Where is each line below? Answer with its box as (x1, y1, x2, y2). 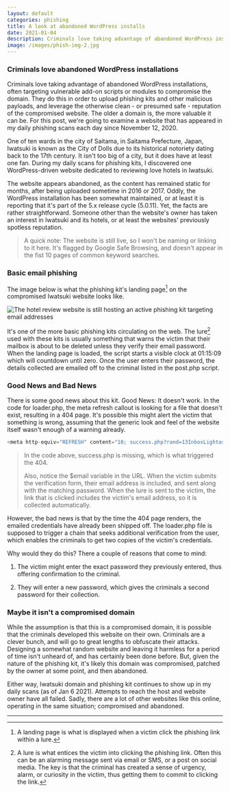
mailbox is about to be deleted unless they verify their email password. (7, 341, 207, 350)
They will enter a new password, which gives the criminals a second (16, 584, 209, 592)
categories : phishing (7, 16, 69, 23)
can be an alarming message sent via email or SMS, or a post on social (16, 756, 217, 765)
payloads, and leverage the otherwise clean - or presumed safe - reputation (7, 102, 221, 110)
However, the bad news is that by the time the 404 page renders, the (7, 514, 202, 523)
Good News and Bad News (7, 381, 97, 390)
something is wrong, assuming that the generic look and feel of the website (7, 418, 220, 427)
